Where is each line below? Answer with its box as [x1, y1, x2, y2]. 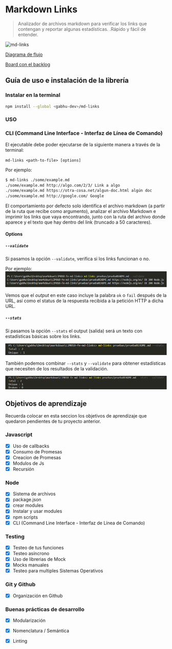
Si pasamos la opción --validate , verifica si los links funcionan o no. [5, 255, 150, 262]
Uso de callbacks [12, 443, 50, 449]
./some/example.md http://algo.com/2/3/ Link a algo [5, 183, 120, 188]
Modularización [12, 617, 46, 623]
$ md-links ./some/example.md [5, 177, 70, 183]
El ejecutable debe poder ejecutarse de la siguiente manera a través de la [5, 141, 160, 147]
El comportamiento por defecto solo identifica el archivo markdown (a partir [5, 203, 165, 209]
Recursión [12, 466, 34, 472]
